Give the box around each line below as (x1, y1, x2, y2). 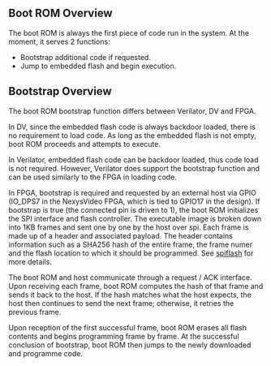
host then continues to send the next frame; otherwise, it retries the (8, 298, 234, 308)
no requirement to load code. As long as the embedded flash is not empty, (8, 130, 257, 140)
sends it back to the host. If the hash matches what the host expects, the (8, 290, 252, 299)
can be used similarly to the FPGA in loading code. (8, 172, 177, 182)
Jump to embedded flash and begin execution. (19, 61, 177, 71)
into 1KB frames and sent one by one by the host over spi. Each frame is (8, 222, 249, 232)
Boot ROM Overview (8, 6, 113, 20)
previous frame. (8, 307, 62, 316)
